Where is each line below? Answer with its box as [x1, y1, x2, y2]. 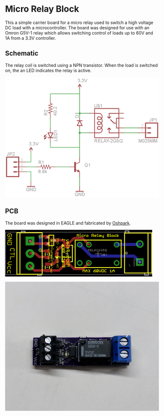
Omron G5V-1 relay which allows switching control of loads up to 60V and [5, 30, 153, 36]
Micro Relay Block [5, 3, 80, 15]
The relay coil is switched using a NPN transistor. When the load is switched [5, 62, 158, 68]
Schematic [5, 49, 39, 58]
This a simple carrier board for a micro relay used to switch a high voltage [5, 20, 154, 25]
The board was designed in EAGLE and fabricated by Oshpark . [5, 220, 131, 226]
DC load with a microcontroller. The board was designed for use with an [5, 24, 150, 30]
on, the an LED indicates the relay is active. [5, 67, 92, 73]
